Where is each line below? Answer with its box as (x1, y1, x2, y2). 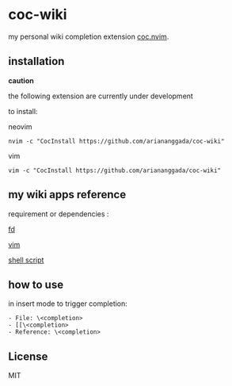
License (8, 350, 48, 363)
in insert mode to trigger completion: (8, 299, 128, 308)
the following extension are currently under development (8, 91, 194, 101)
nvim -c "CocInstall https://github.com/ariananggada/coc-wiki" (8, 137, 225, 145)
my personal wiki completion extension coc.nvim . (8, 32, 169, 41)
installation (8, 55, 65, 68)
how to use (8, 277, 64, 291)
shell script (8, 255, 44, 265)
